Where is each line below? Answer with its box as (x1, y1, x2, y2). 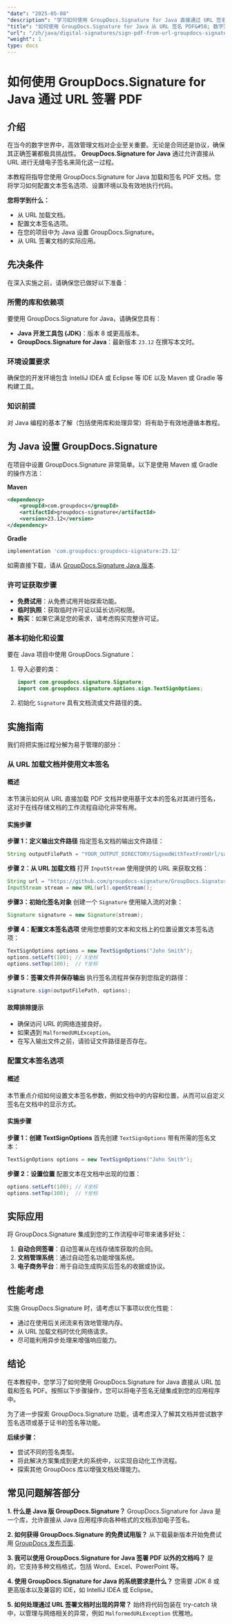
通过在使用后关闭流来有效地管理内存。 (17, 1318, 126, 1327)
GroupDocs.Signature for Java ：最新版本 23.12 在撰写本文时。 (17, 338, 198, 346)
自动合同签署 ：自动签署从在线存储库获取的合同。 (17, 1245, 157, 1253)
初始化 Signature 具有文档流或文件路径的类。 (17, 699, 146, 707)
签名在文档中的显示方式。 (7, 1100, 80, 1108)
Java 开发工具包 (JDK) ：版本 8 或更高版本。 (17, 329, 144, 337)
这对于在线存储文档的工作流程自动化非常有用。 (7, 803, 140, 812)
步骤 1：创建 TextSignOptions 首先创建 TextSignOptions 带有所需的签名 (7, 1133, 211, 1141)
